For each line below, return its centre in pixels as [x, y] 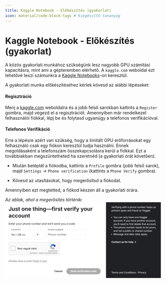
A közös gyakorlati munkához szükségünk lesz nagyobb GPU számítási [78, 65]
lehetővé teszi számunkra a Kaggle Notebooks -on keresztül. [66, 75]
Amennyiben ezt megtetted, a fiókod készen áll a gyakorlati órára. [72, 190]
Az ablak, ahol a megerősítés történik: [44, 199]
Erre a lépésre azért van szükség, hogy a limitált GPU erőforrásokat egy [78, 140]
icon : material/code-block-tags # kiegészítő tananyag [63, 16]
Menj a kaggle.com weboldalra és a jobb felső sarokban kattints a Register [81, 107]
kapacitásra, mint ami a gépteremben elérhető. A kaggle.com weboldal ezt [80, 70]
